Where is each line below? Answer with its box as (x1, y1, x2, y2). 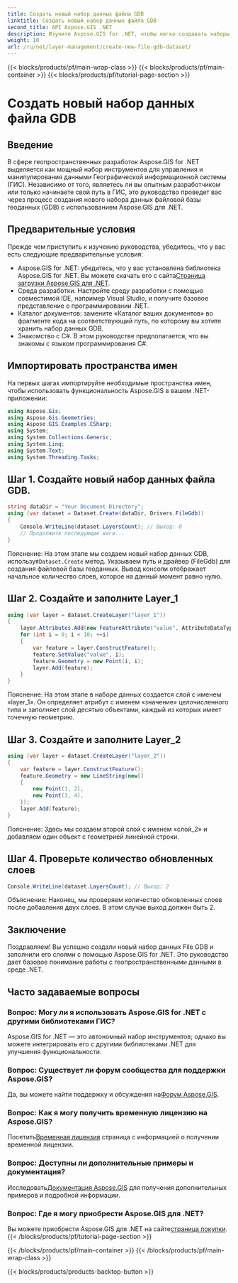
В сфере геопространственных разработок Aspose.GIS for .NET (7, 158, 200, 166)
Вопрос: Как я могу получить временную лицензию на (7, 1108, 208, 1118)
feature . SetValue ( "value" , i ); (33, 651, 125, 658)
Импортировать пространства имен (7, 360, 178, 372)
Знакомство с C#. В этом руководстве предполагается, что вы (17, 331, 209, 340)
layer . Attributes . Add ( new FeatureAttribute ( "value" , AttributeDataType (20, 625, 236, 632)
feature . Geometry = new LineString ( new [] (20, 772, 144, 779)
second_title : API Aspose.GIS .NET (7, 23, 113, 31)
